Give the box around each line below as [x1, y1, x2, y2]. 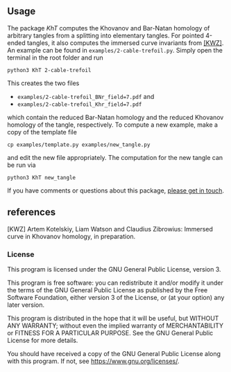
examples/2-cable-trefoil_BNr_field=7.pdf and [17, 92, 155, 100]
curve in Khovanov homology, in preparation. [7, 232, 136, 240]
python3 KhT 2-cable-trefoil [7, 67, 92, 73]
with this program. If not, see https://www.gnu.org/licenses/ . [7, 357, 180, 365]
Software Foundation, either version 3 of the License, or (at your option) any [7, 293, 225, 301]
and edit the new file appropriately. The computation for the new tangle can [7, 153, 223, 161]
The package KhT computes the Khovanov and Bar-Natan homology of [7, 24, 210, 32]
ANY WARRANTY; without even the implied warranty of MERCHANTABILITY [7, 321, 224, 330]
